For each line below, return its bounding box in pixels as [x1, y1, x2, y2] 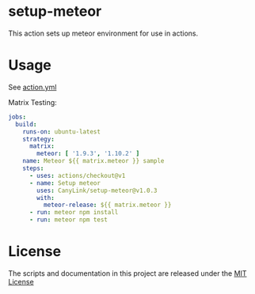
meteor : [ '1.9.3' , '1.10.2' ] [36, 149, 140, 158]
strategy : [22, 135, 55, 143]
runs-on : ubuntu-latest [22, 127, 101, 136]
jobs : [8, 113, 26, 121]
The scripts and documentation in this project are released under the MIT [8, 268, 247, 278]
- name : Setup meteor [29, 179, 101, 187]
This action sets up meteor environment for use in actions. [8, 28, 199, 38]
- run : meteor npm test [29, 216, 108, 224]
